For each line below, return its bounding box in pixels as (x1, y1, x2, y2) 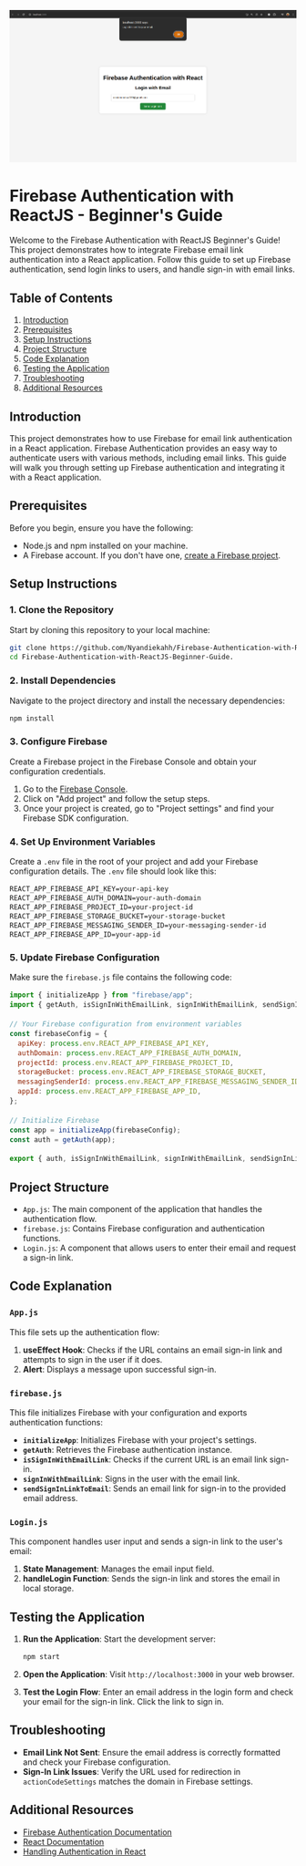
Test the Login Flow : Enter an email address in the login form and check (22, 1686, 294, 1697)
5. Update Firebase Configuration (9, 951, 160, 964)
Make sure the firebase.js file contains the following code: (9, 972, 232, 983)
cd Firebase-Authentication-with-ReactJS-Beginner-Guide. (9, 653, 234, 662)
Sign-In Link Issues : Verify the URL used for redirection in (22, 1766, 241, 1777)
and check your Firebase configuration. (22, 1757, 171, 1768)
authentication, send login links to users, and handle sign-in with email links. (9, 264, 296, 275)
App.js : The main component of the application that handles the (22, 1203, 262, 1214)
